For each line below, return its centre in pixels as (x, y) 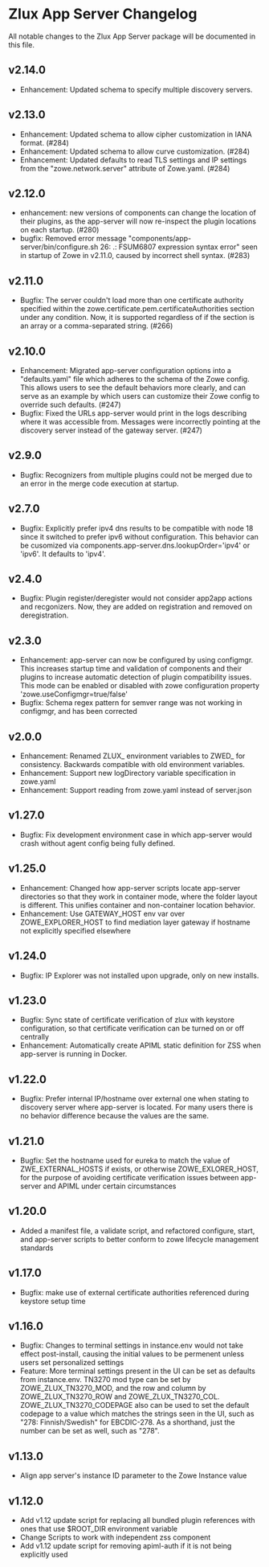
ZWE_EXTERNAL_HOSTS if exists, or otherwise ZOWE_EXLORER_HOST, (139, 1169)
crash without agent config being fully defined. (97, 843)
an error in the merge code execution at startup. (99, 483)
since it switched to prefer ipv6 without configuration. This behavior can (139, 536)
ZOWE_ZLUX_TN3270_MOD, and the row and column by (113, 1389)
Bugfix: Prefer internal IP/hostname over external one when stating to (134, 1099)
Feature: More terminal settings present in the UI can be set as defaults (137, 1371)
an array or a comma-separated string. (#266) (96, 326)
